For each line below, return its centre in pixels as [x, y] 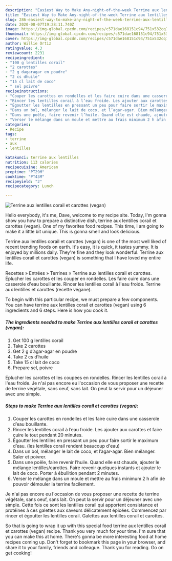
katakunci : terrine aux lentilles [42, 158]
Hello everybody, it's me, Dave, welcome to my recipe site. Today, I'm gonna [86, 215]
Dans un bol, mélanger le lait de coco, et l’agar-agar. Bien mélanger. [84, 451]
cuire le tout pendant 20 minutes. [48, 435]
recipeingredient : [25, 58]
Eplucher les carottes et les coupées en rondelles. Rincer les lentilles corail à [86, 378]
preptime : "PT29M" [25, 172]
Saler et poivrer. [29, 457]
